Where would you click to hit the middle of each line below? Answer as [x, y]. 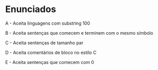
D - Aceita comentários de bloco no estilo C [51, 52]
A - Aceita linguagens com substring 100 [48, 23]
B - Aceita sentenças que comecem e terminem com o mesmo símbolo [79, 33]
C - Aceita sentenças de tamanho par [44, 43]
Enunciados [31, 9]
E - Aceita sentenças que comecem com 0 [50, 62]
